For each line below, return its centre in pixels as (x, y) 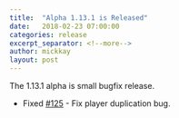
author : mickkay (40, 52)
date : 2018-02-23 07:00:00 (65, 26)
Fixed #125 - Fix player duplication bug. (96, 103)
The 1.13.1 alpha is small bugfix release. (82, 86)
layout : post (34, 60)
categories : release (49, 34)
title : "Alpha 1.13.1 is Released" (79, 18)
